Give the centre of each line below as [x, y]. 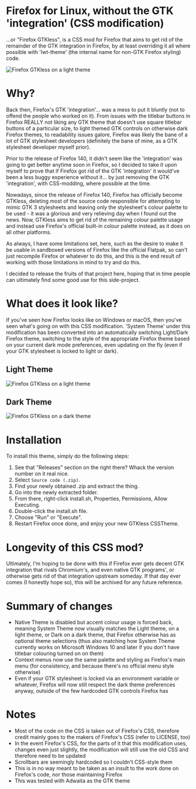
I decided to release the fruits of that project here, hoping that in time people [98, 274]
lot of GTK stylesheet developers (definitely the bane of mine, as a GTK [92, 141]
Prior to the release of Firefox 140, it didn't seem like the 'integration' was [94, 158]
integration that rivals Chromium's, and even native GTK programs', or [90, 570]
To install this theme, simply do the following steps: [68, 456]
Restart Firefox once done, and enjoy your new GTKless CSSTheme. [97, 524]
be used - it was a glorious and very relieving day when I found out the [91, 213]
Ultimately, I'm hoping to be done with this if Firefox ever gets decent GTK [95, 564]
